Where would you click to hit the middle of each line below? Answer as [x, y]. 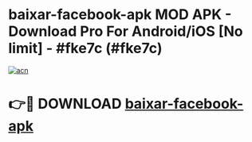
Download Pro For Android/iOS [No [126, 31]
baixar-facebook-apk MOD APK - [120, 15]
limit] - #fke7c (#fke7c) [85, 48]
